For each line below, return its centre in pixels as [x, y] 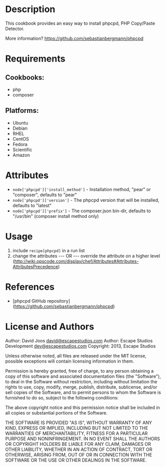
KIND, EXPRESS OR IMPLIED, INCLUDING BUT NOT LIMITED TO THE [77, 428]
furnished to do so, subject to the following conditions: [62, 397]
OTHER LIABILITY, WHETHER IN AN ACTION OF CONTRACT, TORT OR [79, 449]
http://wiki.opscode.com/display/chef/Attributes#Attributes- [76, 261]
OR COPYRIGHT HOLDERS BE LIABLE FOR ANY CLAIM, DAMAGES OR [78, 444]
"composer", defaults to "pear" [45, 195]
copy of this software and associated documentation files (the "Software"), [83, 376]
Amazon [21, 155]
